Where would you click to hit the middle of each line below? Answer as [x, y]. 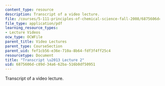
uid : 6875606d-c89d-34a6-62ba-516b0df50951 [50, 64]
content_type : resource [29, 10]
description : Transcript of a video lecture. [52, 14]
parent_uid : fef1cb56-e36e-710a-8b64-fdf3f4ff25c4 [58, 51]
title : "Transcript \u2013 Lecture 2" [45, 60]
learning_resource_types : [31, 28]
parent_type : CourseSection [34, 46]
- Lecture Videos [23, 32]
